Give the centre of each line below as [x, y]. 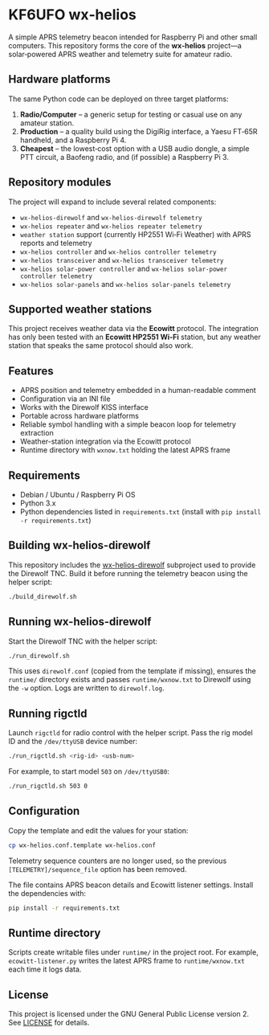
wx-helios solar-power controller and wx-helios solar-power [123, 268]
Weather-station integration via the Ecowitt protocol [105, 442]
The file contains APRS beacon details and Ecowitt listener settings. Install [131, 885]
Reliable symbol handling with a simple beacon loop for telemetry [128, 424]
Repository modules [60, 182]
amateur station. [47, 123]
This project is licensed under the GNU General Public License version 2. [129, 1014]
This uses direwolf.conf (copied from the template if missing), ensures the [132, 671]
